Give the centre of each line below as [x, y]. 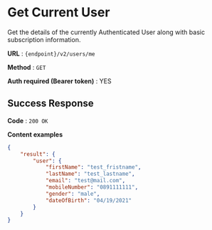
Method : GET [27, 67]
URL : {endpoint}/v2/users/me [51, 53]
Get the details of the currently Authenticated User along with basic [106, 32]
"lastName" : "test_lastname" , [90, 174]
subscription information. [44, 39]
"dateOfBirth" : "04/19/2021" [89, 200]
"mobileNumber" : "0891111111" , [92, 187]
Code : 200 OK [28, 120]
